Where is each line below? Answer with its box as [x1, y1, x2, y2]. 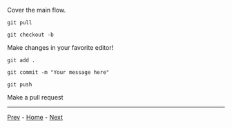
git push [7, 81, 32, 88]
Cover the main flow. [7, 6, 66, 14]
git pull [7, 19, 32, 26]
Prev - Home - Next [7, 113, 64, 121]
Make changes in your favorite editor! [7, 44, 114, 51]
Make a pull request [7, 93, 64, 101]
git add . [7, 57, 36, 64]
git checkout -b [7, 31, 54, 38]
